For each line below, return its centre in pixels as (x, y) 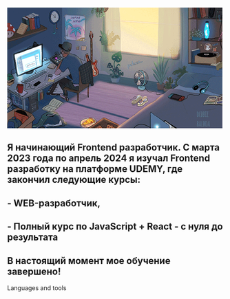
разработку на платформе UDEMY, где (95, 169)
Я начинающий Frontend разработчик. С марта (114, 147)
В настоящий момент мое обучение (89, 261)
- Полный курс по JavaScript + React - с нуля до (115, 226)
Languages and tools (37, 288)
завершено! (34, 271)
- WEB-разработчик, (54, 203)
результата (33, 237)
